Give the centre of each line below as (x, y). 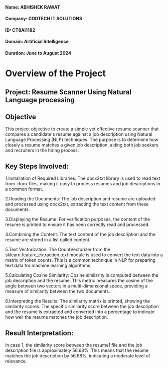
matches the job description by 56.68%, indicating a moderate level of (78, 355)
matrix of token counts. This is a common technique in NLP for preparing (80, 260)
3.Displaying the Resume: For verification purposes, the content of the (78, 219)
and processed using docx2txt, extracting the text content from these (77, 204)
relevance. (16, 361)
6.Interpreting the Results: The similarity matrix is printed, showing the (78, 301)
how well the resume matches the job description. (57, 317)
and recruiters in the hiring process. (42, 151)
